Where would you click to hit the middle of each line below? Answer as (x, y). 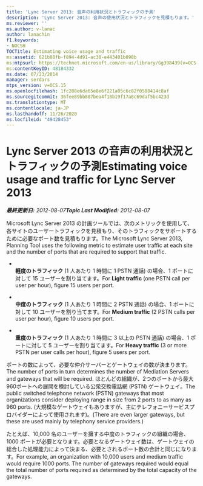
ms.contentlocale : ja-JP (38, 108)
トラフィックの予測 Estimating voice (97, 166)
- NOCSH (16, 46)
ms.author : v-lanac (31, 29)
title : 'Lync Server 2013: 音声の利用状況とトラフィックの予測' (81, 12)
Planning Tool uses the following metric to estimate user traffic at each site (99, 245)
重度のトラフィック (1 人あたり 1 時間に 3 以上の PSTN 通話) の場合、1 (102, 338)
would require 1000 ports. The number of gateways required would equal (98, 463)
